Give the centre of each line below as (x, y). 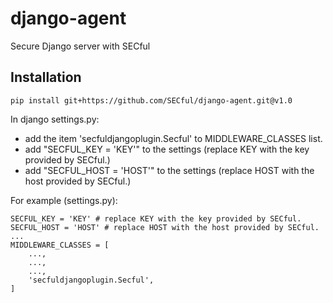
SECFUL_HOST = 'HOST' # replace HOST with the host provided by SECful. (165, 227)
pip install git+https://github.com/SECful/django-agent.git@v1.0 (151, 100)
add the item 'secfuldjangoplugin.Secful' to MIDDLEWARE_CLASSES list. (173, 138)
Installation (46, 77)
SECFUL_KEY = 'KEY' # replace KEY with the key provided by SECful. (156, 218)
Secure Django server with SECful (80, 46)
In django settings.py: (55, 119)
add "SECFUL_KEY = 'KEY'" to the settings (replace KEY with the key (167, 149)
